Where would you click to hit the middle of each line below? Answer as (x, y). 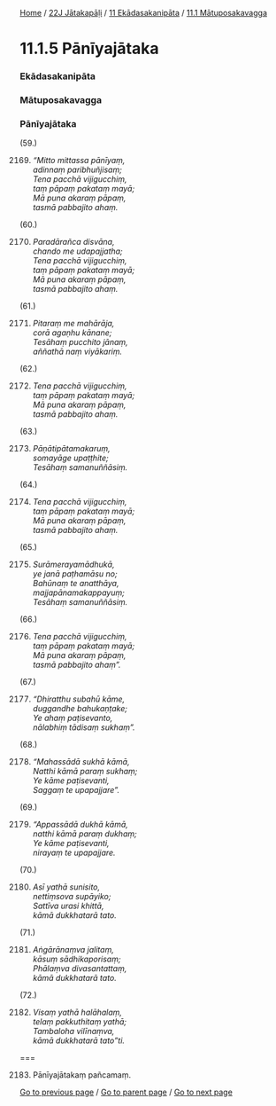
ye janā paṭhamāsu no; (75, 574)
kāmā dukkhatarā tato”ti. (79, 1040)
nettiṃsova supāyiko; (72, 897)
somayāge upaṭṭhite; (71, 458)
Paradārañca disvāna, (73, 242)
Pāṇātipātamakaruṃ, (71, 449)
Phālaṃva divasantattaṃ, (80, 969)
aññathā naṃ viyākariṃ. (77, 352)
